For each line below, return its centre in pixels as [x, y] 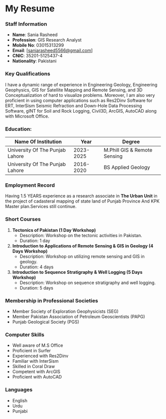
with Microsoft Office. [27, 116]
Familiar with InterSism [35, 361]
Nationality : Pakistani [34, 61]
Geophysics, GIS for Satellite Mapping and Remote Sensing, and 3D [74, 90]
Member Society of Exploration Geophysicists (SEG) [65, 311]
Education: [19, 129]
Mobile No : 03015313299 [38, 45]
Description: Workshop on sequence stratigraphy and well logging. [88, 283]
